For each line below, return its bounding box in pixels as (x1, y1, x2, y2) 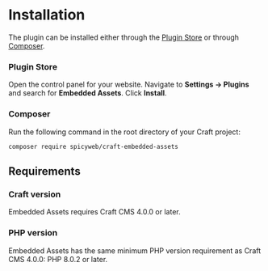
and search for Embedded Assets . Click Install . (8, 88, 167, 98)
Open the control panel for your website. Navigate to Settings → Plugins (8, 79, 249, 90)
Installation (8, 6, 86, 24)
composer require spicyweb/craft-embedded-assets (8, 142, 179, 150)
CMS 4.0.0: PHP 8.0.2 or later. (8, 254, 108, 264)
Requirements (8, 164, 81, 178)
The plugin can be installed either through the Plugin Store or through (8, 32, 240, 42)
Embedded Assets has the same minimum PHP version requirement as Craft (8, 245, 262, 256)
